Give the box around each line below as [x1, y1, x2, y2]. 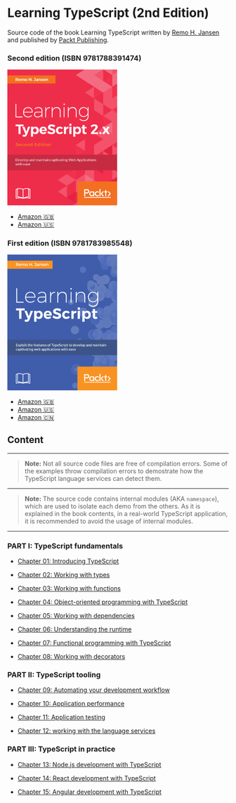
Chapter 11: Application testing [17, 713, 105, 721]
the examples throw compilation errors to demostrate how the [24, 466, 204, 475]
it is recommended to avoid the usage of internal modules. [24, 517, 193, 525]
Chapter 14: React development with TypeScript [17, 773, 156, 782]
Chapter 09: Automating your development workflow [17, 686, 170, 694]
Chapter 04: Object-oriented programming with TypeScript [17, 598, 188, 606]
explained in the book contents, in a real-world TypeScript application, [24, 509, 228, 518]
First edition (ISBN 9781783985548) [7, 238, 133, 248]
